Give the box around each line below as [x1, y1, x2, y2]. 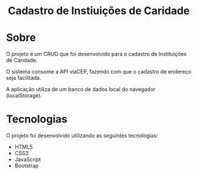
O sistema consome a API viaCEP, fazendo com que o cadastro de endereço [6, 68, 192, 75]
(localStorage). [6, 92, 42, 99]
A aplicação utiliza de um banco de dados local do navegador [6, 86, 156, 93]
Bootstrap [14, 162, 39, 169]
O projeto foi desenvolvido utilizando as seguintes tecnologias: [6, 132, 158, 139]
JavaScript [14, 156, 41, 163]
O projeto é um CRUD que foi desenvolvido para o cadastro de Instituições [6, 51, 187, 58]
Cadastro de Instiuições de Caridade [8, 4, 190, 18]
